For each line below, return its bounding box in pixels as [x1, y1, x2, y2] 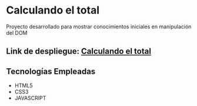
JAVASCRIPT [14, 95, 46, 102]
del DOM [6, 29, 28, 36]
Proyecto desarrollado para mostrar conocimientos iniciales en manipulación [6, 23, 192, 30]
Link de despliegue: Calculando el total [6, 47, 152, 57]
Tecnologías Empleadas [6, 66, 96, 77]
